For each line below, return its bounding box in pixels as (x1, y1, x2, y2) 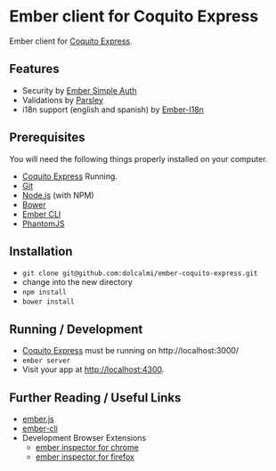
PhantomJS (21, 218, 65, 229)
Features (9, 61, 60, 77)
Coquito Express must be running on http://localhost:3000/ (21, 345, 239, 356)
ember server (21, 356, 71, 366)
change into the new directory (21, 277, 134, 288)
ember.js (21, 414, 55, 424)
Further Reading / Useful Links (9, 390, 182, 405)
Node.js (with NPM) (21, 190, 95, 200)
